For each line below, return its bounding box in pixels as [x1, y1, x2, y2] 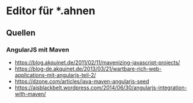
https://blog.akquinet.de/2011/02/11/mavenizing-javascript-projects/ [14, 59, 181, 66]
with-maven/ [14, 90, 46, 97]
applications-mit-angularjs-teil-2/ [14, 71, 96, 78]
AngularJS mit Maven [6, 46, 69, 54]
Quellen [6, 28, 36, 38]
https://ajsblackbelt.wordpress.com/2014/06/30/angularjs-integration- [14, 84, 188, 91]
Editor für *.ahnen [6, 4, 96, 18]
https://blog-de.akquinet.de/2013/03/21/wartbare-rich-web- [14, 65, 162, 72]
